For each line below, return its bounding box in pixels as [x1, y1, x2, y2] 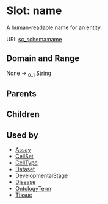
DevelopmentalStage [15, 172, 68, 180]
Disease [15, 178, 36, 186]
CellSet [15, 153, 34, 160]
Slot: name [6, 4, 62, 18]
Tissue [15, 191, 32, 199]
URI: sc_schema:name [6, 35, 62, 43]
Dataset [15, 166, 35, 173]
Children [6, 109, 40, 119]
